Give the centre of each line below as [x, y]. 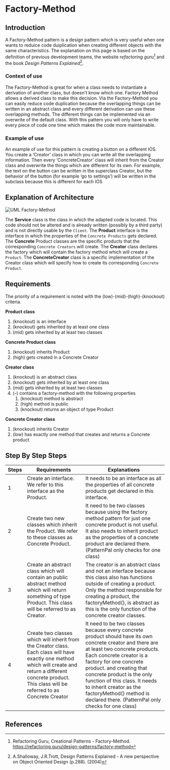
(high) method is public [44, 404]
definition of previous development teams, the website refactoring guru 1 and [85, 56]
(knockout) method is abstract [52, 398]
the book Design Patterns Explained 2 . [45, 62]
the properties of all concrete [120, 485]
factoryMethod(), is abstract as [122, 603]
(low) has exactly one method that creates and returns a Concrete [81, 434]
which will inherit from [53, 640]
